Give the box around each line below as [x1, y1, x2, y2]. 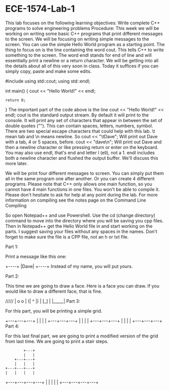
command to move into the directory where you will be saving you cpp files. [5, 217, 164, 223]
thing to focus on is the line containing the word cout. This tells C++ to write [5, 47, 164, 53]
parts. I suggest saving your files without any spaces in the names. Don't [5, 228, 157, 235]
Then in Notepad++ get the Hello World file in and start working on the [5, 223, 153, 229]
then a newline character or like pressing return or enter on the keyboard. [5, 144, 159, 150]
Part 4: [5, 323, 19, 329]
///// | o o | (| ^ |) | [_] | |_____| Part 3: [5, 298, 80, 304]
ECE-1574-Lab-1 [5, 3, 75, 15]
